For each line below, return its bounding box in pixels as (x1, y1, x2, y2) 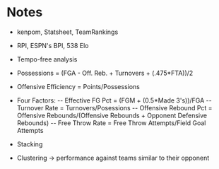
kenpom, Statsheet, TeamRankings (16, 28, 119, 36)
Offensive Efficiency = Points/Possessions (16, 82, 141, 91)
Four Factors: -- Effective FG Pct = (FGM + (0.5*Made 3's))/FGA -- (16, 96, 213, 105)
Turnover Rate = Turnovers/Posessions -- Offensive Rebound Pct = (16, 103, 213, 112)
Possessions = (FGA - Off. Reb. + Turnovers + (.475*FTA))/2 (16, 69, 194, 77)
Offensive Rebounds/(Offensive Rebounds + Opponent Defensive (16, 111, 208, 120)
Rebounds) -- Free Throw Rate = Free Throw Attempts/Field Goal (16, 118, 206, 127)
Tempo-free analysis (16, 54, 78, 64)
